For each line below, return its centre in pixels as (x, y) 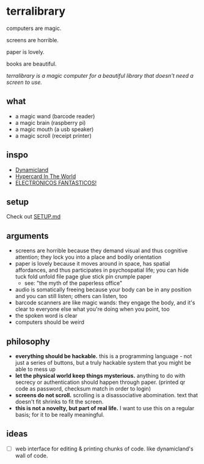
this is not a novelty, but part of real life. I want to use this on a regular (104, 408)
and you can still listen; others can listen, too (71, 296)
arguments (27, 236)
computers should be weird (49, 322)
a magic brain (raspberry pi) (50, 122)
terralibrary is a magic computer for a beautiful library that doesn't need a (100, 75)
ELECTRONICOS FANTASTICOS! (56, 182)
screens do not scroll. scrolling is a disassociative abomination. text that (107, 395)
